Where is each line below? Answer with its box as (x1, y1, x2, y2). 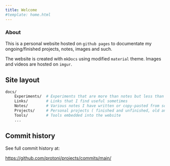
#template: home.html (5, 12, 51, 17)
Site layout (5, 76, 39, 84)
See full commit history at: (5, 145, 60, 151)
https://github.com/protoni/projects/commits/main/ (5, 155, 111, 161)
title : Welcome (5, 7, 37, 13)
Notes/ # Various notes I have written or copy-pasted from (14, 104, 159, 109)
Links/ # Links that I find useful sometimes (14, 98, 128, 104)
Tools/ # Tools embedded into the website (14, 113, 121, 118)
